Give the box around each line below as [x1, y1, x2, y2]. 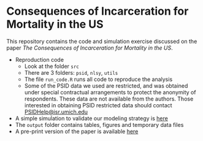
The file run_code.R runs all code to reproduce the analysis [24, 75, 173, 83]
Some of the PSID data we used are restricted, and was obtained [24, 82, 188, 90]
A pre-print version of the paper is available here [15, 128, 139, 135]
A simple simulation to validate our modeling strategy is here [15, 115, 169, 122]
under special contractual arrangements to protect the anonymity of [24, 88, 196, 96]
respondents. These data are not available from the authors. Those [24, 95, 194, 102]
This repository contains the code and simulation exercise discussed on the [6, 37, 197, 45]
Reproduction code [15, 56, 64, 63]
